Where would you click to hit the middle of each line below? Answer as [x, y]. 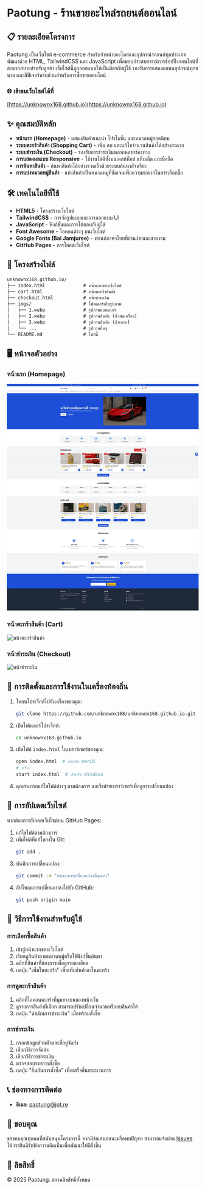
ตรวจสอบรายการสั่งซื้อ [38, 1063]
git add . [28, 852]
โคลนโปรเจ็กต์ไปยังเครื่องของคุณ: [49, 701]
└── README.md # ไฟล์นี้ [53, 334]
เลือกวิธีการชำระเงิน [35, 1056]
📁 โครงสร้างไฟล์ [31, 264]
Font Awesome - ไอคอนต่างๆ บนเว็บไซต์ [61, 231]
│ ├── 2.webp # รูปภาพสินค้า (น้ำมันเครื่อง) [72, 316]
